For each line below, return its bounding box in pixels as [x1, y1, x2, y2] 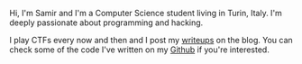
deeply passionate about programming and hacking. [9, 17, 204, 28]
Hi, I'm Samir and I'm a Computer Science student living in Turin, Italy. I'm [9, 8, 282, 18]
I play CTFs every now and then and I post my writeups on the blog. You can [9, 35, 293, 45]
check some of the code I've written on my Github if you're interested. [9, 44, 270, 55]
